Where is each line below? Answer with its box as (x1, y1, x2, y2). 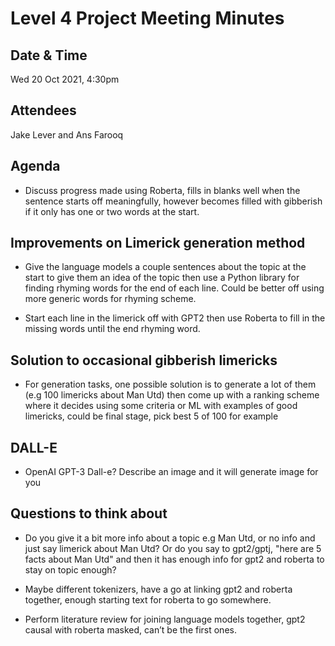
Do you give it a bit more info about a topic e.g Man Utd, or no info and (24, 532, 316, 544)
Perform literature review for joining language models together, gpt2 (24, 613, 306, 625)
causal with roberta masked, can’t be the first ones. (24, 623, 237, 636)
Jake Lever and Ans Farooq (10, 128, 124, 141)
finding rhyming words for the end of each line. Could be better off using (24, 282, 325, 294)
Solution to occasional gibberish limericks (10, 352, 278, 369)
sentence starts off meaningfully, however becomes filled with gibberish (24, 195, 323, 207)
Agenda (10, 158, 61, 175)
